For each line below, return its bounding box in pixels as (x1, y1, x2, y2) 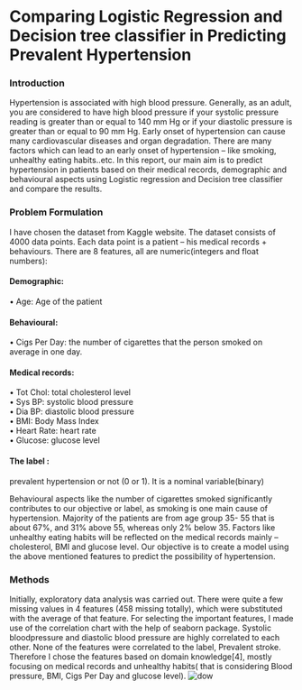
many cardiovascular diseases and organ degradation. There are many (9, 135, 272, 146)
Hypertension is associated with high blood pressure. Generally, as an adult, (9, 97, 292, 108)
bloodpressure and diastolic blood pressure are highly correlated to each (9, 631, 280, 642)
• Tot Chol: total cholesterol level (9, 387, 132, 398)
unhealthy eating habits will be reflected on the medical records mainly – (9, 531, 279, 542)
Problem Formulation (9, 206, 104, 218)
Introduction (9, 77, 65, 89)
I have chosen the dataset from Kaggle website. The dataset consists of (9, 226, 277, 237)
